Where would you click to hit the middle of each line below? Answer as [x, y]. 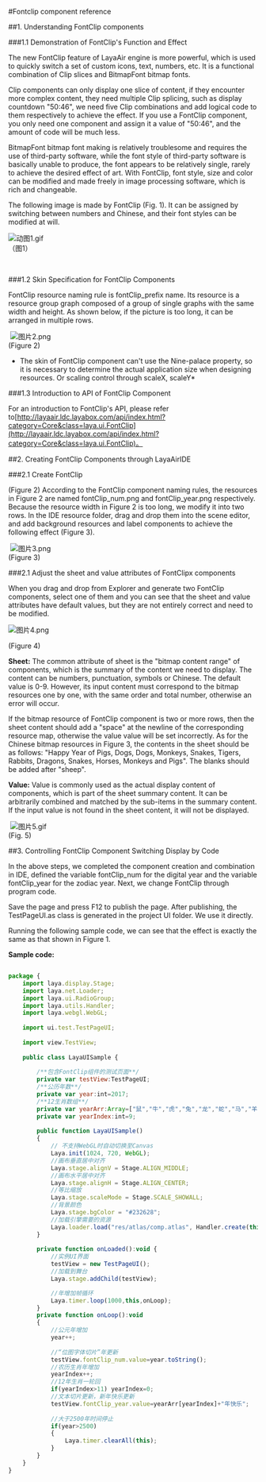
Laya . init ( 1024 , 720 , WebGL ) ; [100, 1153]
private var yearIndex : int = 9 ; [86, 1116]
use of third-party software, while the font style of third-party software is [127, 156]
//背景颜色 [66, 1205]
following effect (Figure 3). [51, 532]
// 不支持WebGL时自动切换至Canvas [102, 1146]
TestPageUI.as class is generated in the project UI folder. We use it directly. [131, 915]
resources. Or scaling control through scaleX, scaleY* [107, 378]
